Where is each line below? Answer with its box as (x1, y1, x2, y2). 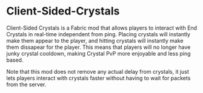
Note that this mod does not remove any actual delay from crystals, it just (6, 68, 189, 75)
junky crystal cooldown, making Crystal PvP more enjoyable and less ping (6, 50, 191, 57)
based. (6, 56, 24, 63)
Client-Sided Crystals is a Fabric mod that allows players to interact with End (6, 24, 198, 31)
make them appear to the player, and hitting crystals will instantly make (6, 37, 184, 44)
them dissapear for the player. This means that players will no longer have (6, 43, 191, 51)
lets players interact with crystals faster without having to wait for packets (6, 74, 191, 82)
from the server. (6, 80, 47, 88)
